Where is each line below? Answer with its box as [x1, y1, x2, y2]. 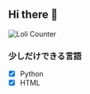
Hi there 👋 [8, 8, 58, 22]
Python [19, 69, 44, 79]
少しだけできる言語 [8, 50, 82, 61]
